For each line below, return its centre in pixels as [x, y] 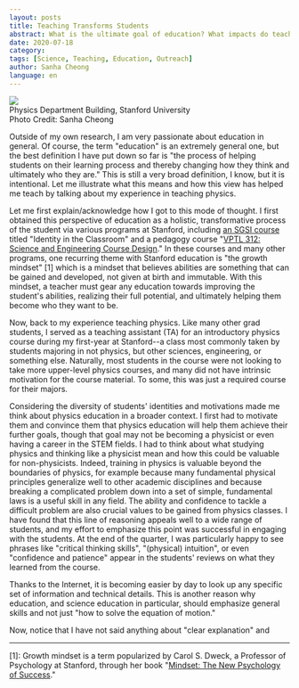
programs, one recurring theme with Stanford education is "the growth [139, 258]
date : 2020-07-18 [41, 42]
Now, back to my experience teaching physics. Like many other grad [135, 323]
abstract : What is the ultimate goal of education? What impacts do [139, 34]
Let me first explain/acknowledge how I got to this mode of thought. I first [144, 210]
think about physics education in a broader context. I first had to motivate [144, 415]
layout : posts [36, 17]
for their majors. [39, 389]
